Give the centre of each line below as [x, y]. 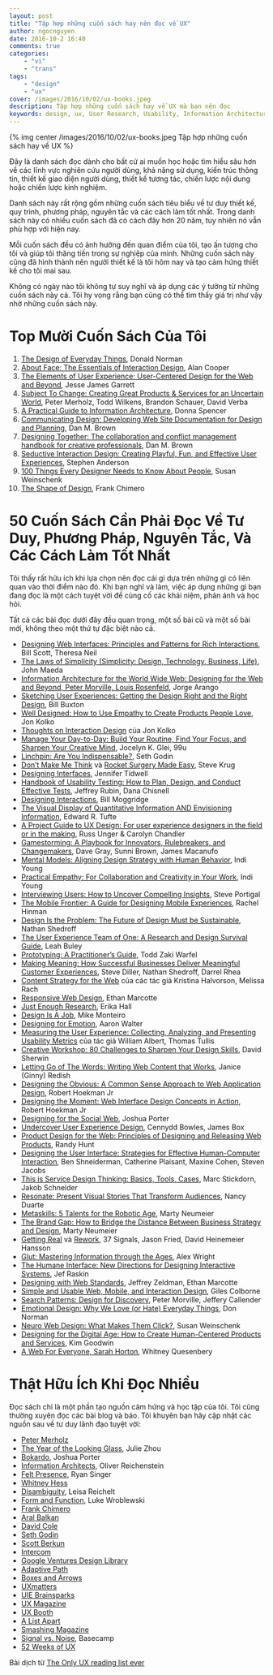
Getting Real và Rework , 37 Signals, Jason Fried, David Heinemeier [132, 1239]
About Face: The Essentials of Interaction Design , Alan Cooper [125, 367]
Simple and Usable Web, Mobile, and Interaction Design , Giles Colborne [141, 1291]
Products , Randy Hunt [58, 1144]
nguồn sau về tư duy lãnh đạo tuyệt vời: [75, 1424]
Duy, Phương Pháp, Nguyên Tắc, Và [130, 539]
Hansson [36, 1248]
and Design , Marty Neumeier [69, 1230]
